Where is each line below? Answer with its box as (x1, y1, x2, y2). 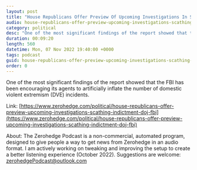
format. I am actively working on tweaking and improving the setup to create (6, 145, 191, 152)
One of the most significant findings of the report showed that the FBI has (6, 79, 184, 86)
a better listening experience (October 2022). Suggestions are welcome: (6, 151, 181, 158)
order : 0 (6, 63, 28, 69)
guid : (6, 57, 19, 63)
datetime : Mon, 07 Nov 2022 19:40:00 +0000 (6, 47, 114, 53)
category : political (6, 25, 57, 31)
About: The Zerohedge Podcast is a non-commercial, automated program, (6, 133, 185, 140)
